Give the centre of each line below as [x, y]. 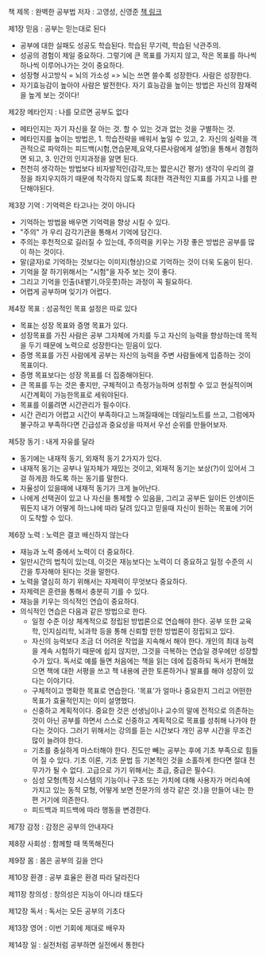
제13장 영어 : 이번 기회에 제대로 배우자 [67, 928]
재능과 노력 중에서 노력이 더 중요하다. [77, 552]
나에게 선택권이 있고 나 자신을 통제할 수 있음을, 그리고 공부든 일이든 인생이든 [137, 498]
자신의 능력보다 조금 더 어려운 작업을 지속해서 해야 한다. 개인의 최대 [135, 641]
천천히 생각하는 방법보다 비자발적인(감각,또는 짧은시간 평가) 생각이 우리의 [133, 168]
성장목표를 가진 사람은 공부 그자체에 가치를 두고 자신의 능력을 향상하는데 [131, 335]
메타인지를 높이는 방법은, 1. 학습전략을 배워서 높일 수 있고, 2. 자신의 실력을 [134, 139]
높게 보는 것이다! [54, 95]
